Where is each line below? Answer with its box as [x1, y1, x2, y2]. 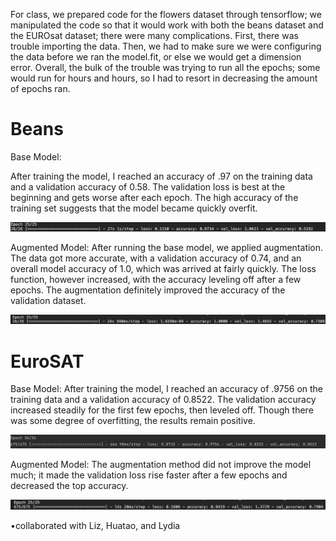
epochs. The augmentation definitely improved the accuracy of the [10, 284, 286, 296]
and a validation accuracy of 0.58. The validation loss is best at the [10, 180, 286, 193]
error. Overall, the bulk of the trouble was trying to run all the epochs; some [10, 62, 321, 73]
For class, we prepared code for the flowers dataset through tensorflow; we [10, 9, 322, 20]
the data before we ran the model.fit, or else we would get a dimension [10, 51, 302, 63]
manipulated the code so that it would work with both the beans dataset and [10, 19, 324, 31]
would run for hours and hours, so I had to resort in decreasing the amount [10, 72, 318, 84]
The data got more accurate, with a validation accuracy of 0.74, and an [10, 252, 302, 264]
